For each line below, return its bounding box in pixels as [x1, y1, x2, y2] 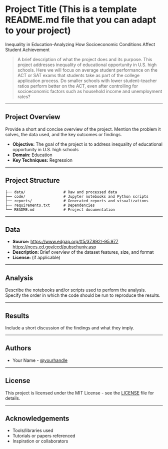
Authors [5, 344, 31, 352]
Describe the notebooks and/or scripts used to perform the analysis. [5, 287, 146, 293]
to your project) [5, 25, 71, 36]
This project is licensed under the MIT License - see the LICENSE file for [5, 389, 154, 396]
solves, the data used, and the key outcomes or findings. [5, 131, 122, 137]
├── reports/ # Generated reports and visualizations [5, 198, 149, 203]
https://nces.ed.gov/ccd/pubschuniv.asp [12, 244, 96, 250]
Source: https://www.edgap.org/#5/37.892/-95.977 [12, 239, 118, 245]
